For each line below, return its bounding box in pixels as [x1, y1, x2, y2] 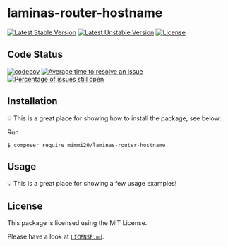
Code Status [7, 49, 64, 61]
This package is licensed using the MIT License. [7, 219, 148, 227]
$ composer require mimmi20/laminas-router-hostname [7, 141, 166, 148]
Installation [7, 95, 58, 107]
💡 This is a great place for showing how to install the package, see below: [7, 114, 222, 122]
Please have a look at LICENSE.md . [7, 232, 104, 241]
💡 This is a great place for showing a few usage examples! [7, 179, 177, 188]
